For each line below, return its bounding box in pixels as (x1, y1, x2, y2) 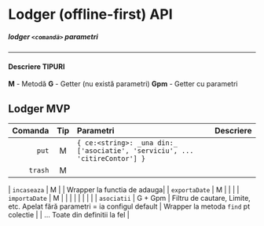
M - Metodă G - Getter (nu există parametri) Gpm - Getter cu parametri (8, 79, 238, 89)
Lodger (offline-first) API (8, 5, 173, 24)
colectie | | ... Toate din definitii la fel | (8, 210, 130, 220)
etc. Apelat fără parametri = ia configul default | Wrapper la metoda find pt (8, 202, 250, 211)
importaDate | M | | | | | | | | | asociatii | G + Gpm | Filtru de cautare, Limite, (8, 194, 251, 203)
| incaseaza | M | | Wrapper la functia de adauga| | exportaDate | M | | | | (8, 185, 240, 195)
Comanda (12, 126, 49, 137)
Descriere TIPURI (8, 61, 65, 71)
